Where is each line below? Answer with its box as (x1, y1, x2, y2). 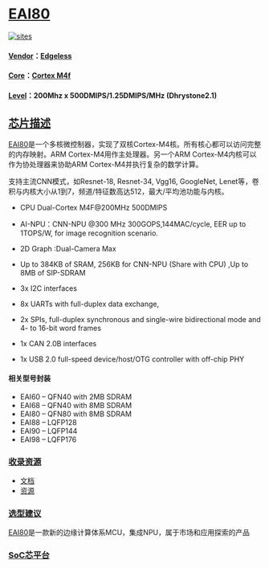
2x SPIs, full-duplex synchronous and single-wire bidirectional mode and (19, 314, 261, 324)
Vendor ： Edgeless (8, 51, 72, 60)
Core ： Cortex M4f (8, 71, 71, 80)
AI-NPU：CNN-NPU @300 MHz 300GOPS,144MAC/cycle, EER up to (19, 219, 247, 229)
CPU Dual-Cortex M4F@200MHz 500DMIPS (19, 202, 168, 212)
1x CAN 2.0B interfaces (19, 338, 97, 348)
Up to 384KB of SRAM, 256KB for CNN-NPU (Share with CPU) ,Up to (19, 259, 249, 269)
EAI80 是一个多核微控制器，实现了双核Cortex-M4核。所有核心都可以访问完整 (8, 139, 262, 149)
